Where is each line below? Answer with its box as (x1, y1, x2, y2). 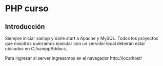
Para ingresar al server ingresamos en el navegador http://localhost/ (5, 55, 143, 61)
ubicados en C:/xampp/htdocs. (5, 46, 67, 51)
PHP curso (5, 3, 49, 14)
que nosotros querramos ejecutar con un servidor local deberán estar (5, 41, 145, 46)
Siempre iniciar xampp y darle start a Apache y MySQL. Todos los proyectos (5, 35, 159, 41)
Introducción (5, 22, 45, 31)
